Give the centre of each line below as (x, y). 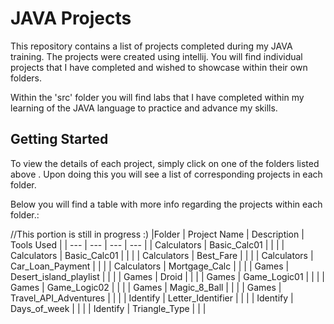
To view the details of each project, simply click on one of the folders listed (165, 163)
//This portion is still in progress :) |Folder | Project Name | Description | (157, 234)
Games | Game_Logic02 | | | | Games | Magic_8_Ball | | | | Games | (146, 287)
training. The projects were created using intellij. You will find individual (156, 56)
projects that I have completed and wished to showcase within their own (159, 67)
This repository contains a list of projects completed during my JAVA (151, 46)
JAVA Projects (71, 18)
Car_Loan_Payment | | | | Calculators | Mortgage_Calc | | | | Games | (150, 266)
